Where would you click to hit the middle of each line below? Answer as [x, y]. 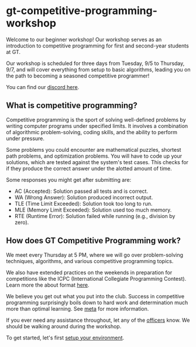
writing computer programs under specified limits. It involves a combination [97, 126]
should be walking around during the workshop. [64, 326]
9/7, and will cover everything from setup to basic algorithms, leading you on [98, 69]
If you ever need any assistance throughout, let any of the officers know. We [98, 320]
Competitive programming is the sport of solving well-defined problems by [96, 120]
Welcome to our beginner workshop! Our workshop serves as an [84, 39]
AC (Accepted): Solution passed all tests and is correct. [81, 191]
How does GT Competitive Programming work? [94, 241]
